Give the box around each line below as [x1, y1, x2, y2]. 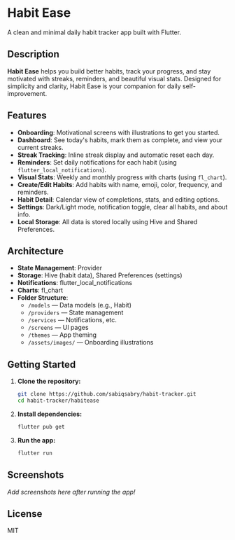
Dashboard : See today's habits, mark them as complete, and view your [17, 135, 222, 144]
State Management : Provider [17, 264, 103, 272]
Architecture [7, 245, 64, 257]
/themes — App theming [27, 331, 97, 339]
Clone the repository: [17, 377, 81, 386]
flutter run [17, 450, 52, 457]
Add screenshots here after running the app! [7, 487, 136, 496]
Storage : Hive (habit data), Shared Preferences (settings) [17, 271, 183, 279]
